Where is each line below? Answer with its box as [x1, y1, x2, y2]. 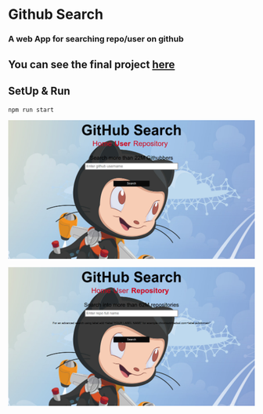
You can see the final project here [8, 57, 175, 71]
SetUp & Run [8, 84, 70, 97]
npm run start [8, 106, 55, 114]
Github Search [8, 5, 104, 24]
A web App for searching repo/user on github [8, 34, 184, 45]
